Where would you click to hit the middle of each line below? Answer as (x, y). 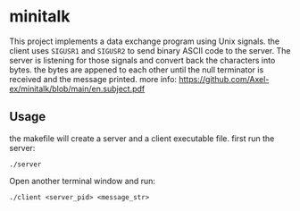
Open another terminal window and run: (83, 181)
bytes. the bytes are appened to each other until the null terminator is (137, 70)
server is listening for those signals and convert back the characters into (142, 60)
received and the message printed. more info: (93, 79)
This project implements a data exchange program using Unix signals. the (145, 41)
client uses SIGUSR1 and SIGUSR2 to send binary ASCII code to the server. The (150, 50)
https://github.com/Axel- (224, 79)
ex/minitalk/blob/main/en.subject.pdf (77, 89)
